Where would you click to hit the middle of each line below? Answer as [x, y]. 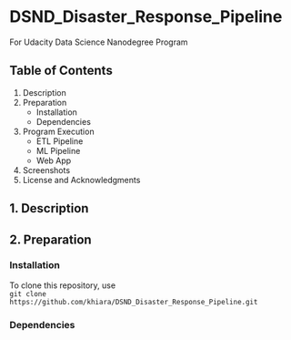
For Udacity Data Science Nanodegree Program [99, 42]
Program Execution [58, 131]
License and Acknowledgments [81, 180]
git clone [28, 294]
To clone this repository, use [63, 285]
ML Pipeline [58, 150]
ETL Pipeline [60, 141]
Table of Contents [61, 71]
